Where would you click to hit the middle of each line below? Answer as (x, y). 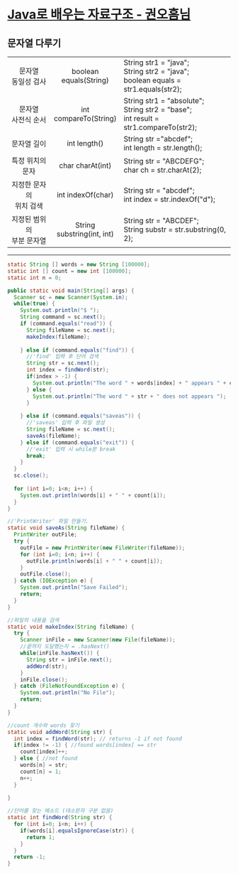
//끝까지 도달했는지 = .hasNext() (65, 647)
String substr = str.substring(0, (175, 230)
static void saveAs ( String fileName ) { (66, 528)
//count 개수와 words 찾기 (44, 725)
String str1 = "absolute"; (164, 101)
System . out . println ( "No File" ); (68, 693)
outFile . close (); (46, 574)
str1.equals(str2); (153, 89)
